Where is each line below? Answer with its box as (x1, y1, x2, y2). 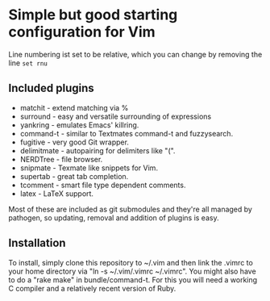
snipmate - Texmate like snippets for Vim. (19, 163, 159, 173)
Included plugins (8, 82, 94, 95)
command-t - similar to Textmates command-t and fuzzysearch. (19, 128, 234, 138)
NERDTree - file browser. (19, 154, 103, 164)
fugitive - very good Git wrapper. (19, 137, 129, 147)
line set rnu (8, 58, 48, 68)
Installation (8, 236, 66, 250)
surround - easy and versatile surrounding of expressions (19, 111, 212, 121)
